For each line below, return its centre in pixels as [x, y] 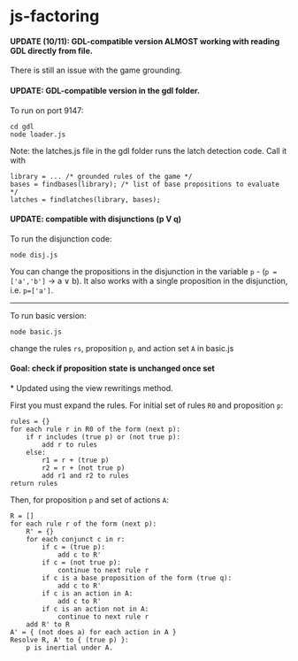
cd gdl [22, 127]
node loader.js [38, 135]
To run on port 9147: [47, 110]
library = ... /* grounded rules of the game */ [101, 176]
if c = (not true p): [82, 563]
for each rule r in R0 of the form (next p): [95, 429]
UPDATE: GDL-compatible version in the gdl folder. [105, 90]
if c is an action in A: [88, 594]
